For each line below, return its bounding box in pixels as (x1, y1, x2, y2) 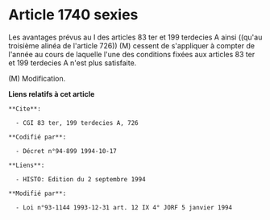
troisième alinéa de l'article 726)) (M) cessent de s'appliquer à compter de (8, 40, 255, 50)
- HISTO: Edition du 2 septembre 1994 (15, 175, 147, 183)
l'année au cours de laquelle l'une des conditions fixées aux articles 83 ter (8, 49, 255, 59)
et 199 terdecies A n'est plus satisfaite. (8, 58, 137, 68)
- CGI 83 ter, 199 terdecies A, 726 (15, 118, 139, 127)
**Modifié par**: (8, 189, 67, 197)
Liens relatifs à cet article (8, 89, 95, 98)
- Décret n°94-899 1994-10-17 (15, 147, 117, 155)
